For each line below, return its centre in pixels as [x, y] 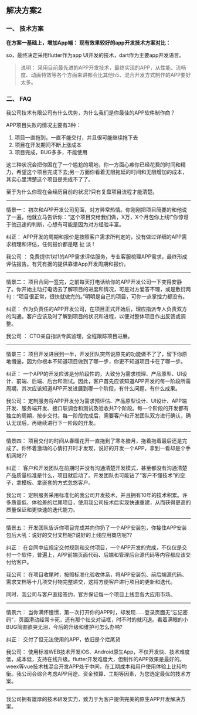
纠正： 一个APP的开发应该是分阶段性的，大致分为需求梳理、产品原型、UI [94, 373]
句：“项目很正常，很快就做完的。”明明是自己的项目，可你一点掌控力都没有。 [97, 296]
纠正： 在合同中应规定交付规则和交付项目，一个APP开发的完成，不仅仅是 [94, 547]
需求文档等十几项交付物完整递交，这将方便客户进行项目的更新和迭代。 [91, 581]
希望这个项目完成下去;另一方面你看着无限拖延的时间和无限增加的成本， [102, 172]
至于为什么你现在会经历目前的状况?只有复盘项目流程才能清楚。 [82, 192]
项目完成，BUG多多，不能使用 [51, 152]
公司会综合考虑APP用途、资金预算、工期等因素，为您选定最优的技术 [103, 673]
